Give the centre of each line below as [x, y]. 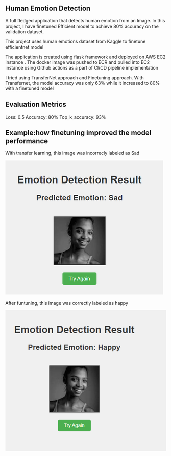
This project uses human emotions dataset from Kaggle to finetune [76, 41]
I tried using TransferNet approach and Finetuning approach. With [75, 77]
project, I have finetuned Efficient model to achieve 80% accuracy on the [82, 26]
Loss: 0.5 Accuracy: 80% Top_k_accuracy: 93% [56, 117]
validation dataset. [25, 31]
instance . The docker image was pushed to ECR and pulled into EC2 [77, 62]
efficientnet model [25, 47]
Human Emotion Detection [48, 8]
